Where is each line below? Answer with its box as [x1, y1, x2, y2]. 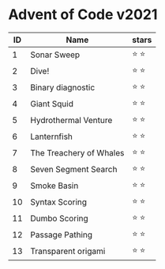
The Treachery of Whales [30, 148, 125, 159]
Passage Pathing [30, 229, 93, 240]
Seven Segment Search [30, 164, 118, 175]
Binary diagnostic [30, 82, 96, 93]
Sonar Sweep [30, 49, 81, 60]
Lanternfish [30, 131, 73, 142]
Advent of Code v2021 [8, 6, 158, 24]
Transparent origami [30, 246, 106, 257]
